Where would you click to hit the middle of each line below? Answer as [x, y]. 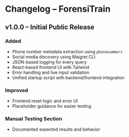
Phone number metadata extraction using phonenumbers [67, 51]
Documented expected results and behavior [56, 129]
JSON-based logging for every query [49, 62]
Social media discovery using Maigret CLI [54, 57]
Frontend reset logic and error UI [45, 101]
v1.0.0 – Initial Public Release [50, 27]
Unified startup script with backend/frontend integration [68, 77]
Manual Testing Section [34, 119]
